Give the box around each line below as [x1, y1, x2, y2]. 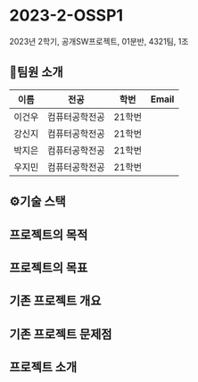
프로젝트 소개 [9, 360, 78, 375]
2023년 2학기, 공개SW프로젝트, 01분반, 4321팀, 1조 [9, 36, 189, 46]
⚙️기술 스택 [9, 194, 67, 210]
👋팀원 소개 [9, 64, 64, 80]
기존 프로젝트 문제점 [9, 327, 112, 342]
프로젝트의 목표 [9, 260, 88, 275]
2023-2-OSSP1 [9, 5, 123, 26]
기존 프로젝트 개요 [9, 294, 102, 309]
